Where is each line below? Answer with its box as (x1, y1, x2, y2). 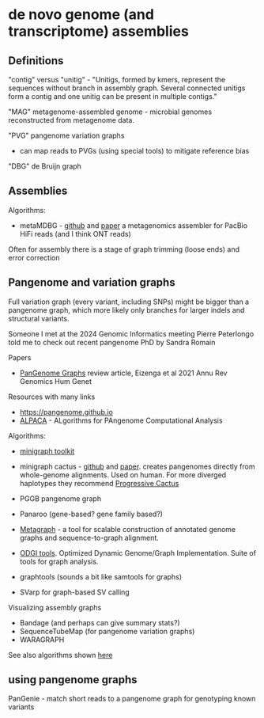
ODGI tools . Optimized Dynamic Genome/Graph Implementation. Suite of (19, 548, 257, 557)
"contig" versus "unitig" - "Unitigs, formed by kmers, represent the (8, 75, 226, 84)
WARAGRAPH (19, 635, 65, 644)
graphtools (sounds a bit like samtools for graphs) (19, 572, 183, 581)
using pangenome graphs (8, 673, 138, 686)
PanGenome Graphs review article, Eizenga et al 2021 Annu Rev (19, 368, 228, 378)
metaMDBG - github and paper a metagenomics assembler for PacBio (19, 220, 247, 230)
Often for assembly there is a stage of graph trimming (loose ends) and (8, 244, 239, 254)
